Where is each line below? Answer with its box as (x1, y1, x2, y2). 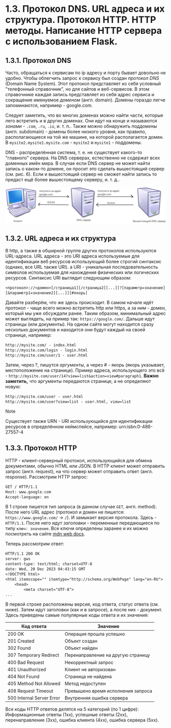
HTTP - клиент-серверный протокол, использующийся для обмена (5, 457, 152, 463)
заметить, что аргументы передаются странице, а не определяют (5, 378, 152, 384)
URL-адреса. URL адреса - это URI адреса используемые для (5, 253, 140, 259)
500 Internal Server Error (7, 695, 60, 701)
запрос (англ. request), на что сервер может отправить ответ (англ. (5, 468, 153, 474)
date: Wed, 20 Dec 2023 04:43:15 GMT (5, 566, 86, 571)
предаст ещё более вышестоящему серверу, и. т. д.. (5, 177, 120, 182)
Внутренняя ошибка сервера (64, 695, 128, 701)
